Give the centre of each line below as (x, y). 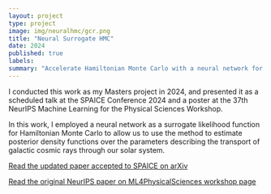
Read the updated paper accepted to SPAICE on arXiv (98, 166)
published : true (36, 53)
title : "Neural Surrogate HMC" (61, 38)
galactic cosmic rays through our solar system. (87, 150)
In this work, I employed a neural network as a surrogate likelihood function (134, 124)
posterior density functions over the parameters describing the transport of (134, 141)
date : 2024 (27, 46)
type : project (32, 23)
